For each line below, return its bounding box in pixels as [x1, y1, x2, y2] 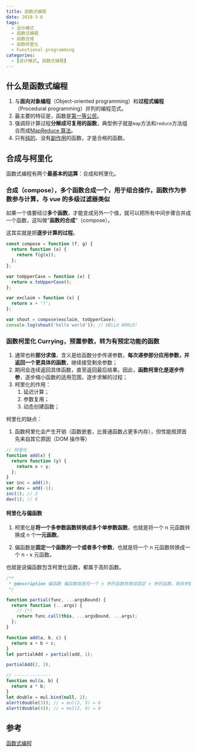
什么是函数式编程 [6, 81, 68, 91]
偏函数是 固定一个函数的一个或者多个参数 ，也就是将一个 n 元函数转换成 [14, 544, 185, 551]
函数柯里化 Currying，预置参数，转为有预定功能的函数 [6, 337, 160, 345]
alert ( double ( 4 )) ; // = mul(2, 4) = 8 [6, 705, 101, 711]
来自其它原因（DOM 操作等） [19, 436, 91, 443]
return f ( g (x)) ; [16, 252, 57, 258]
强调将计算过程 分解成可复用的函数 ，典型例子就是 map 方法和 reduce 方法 [14, 120, 183, 127]
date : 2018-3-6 [6, 14, 43, 20]
